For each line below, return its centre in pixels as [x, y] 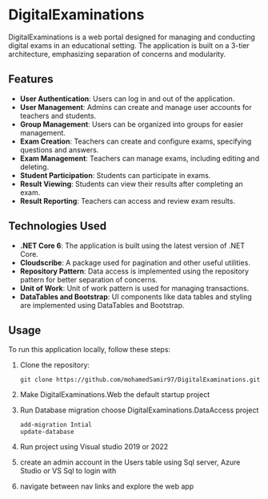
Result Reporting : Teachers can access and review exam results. [128, 201]
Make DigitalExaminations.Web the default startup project [115, 395]
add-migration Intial [56, 425]
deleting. [34, 167]
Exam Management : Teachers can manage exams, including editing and [140, 158]
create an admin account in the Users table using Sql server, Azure [130, 462]
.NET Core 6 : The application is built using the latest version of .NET [132, 245]
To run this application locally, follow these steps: [89, 350]
